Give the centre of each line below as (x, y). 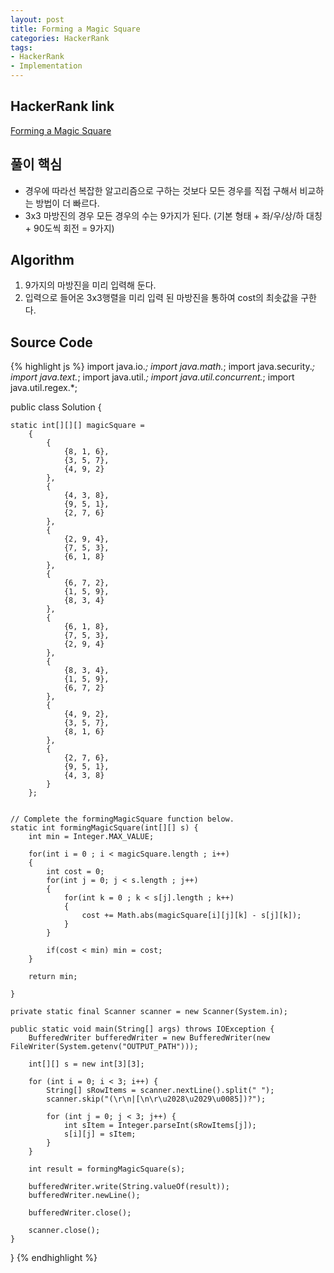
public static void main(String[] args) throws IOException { (142, 1029)
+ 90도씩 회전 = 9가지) (69, 228)
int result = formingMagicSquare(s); (107, 1169)
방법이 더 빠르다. (67, 203)
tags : (21, 47)
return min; (53, 977)
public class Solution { (56, 407)
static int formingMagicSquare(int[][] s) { (104, 828)
